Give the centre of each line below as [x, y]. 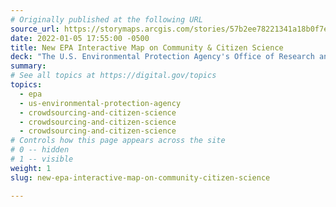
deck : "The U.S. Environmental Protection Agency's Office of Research [162, 57]
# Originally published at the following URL [106, 19]
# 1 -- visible [42, 159]
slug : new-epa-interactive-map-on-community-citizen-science [140, 177]
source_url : [35, 29]
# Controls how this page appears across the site [118, 141]
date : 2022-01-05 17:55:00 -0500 [80, 38]
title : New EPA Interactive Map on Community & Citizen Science [147, 47]
